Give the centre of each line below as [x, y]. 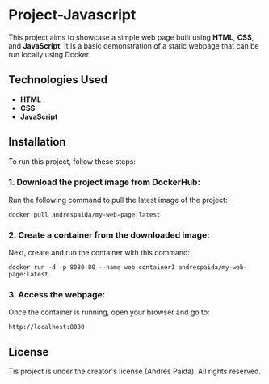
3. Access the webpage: [57, 295]
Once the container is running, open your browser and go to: [109, 312]
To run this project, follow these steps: [72, 161]
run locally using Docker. [50, 54]
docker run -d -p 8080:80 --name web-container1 [92, 268]
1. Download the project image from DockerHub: [104, 182]
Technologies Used [58, 80]
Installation [37, 142]
